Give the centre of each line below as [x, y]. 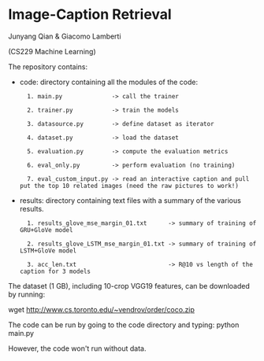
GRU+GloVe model [46, 230]
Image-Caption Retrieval [90, 15]
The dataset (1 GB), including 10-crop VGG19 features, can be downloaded [129, 285]
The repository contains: [48, 66]
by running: [27, 294]
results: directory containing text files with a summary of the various [130, 200]
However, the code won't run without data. [77, 348]
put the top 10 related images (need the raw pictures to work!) [129, 186]
